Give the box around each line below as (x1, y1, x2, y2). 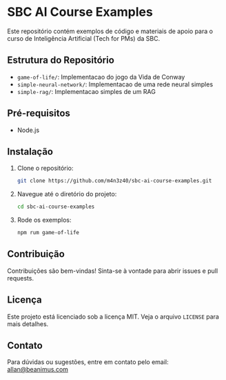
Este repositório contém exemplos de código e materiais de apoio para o (7, 27, 214, 35)
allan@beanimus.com (7, 365, 69, 374)
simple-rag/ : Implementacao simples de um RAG (17, 87, 156, 95)
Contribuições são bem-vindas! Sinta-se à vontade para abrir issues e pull (7, 267, 218, 275)
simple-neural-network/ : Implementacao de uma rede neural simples (17, 80, 214, 88)
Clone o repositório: (17, 164, 74, 173)
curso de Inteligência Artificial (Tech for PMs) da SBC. (7, 34, 161, 42)
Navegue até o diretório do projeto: (17, 190, 117, 198)
